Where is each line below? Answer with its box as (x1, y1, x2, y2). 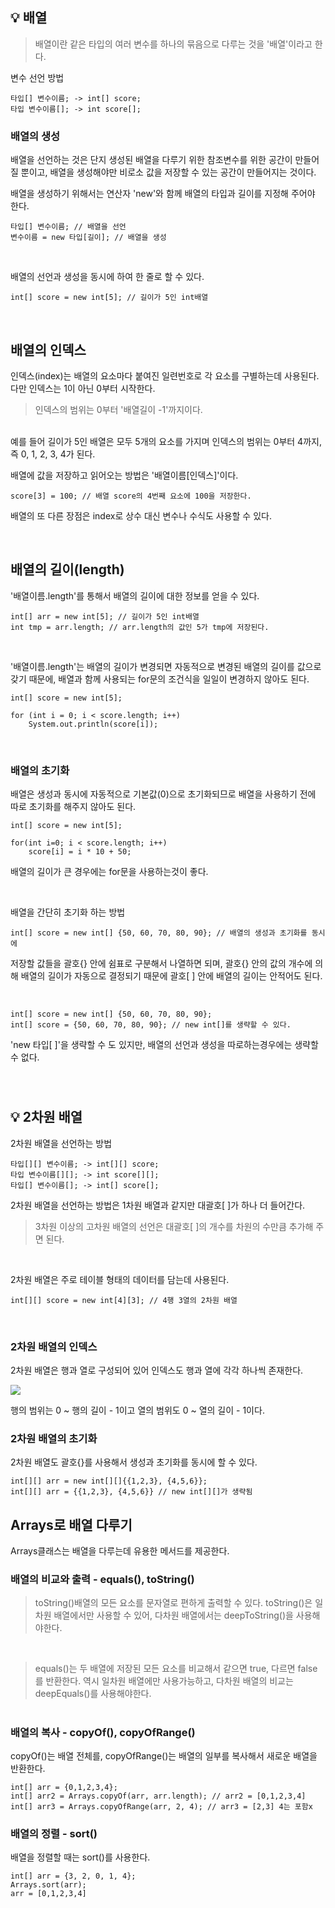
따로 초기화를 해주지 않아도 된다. (10, 801, 137, 813)
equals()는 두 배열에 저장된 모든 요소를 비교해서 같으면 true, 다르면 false (34, 1663, 318, 1675)
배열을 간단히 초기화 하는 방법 (10, 906, 126, 918)
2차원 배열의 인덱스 (10, 1339, 98, 1353)
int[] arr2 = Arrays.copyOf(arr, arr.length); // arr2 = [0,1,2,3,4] (10, 1791, 307, 1801)
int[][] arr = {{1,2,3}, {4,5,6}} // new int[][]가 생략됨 (10, 1487, 253, 1497)
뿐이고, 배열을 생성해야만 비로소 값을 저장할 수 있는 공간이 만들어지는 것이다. (20, 166, 317, 178)
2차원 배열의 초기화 (10, 1431, 98, 1445)
